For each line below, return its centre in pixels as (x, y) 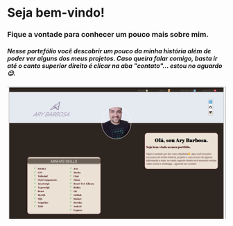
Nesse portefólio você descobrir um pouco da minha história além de (109, 51)
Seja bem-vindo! (56, 13)
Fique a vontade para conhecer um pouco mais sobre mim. (108, 35)
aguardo (209, 66)
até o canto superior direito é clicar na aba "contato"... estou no (102, 66)
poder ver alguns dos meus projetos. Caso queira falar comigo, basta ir (112, 58)
